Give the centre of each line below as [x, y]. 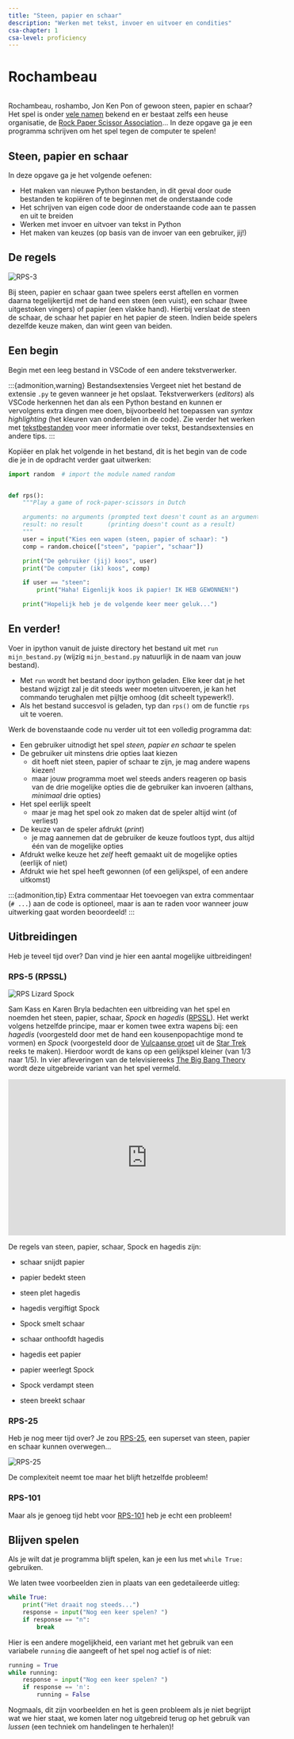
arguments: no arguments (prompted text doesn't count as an [125, 517]
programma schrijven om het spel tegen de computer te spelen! [112, 131]
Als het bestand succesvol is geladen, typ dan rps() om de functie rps [134, 705]
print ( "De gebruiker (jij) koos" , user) [90, 561]
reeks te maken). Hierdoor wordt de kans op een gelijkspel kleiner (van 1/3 [130, 1051]
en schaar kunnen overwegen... [60, 1447]
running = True [33, 1665]
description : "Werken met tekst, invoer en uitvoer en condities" [120, 23]
